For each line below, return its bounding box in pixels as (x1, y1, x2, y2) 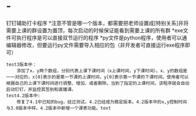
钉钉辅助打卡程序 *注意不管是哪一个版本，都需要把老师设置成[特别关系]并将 (6, 19, 189, 26)
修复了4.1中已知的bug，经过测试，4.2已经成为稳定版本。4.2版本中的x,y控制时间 (16, 99, 187, 105)
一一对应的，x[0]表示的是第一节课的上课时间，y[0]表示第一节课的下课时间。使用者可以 (6, 74, 189, 80)
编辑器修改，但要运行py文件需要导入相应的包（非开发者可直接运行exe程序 (6, 41, 185, 49)
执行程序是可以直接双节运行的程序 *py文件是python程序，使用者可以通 (16, 34, 188, 41)
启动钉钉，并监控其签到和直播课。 (6, 86, 76, 93)
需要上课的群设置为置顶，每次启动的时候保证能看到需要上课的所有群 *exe (6, 26, 184, 34)
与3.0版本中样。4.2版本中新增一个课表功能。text (6, 105, 111, 111)
